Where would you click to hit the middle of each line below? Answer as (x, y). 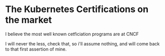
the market (29, 20)
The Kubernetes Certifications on (77, 9)
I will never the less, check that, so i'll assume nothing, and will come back (82, 43)
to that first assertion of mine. (36, 49)
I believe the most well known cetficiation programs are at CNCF (72, 34)
